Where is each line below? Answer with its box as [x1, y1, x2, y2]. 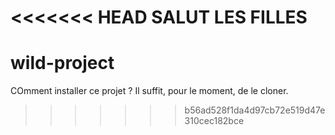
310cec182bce [184, 115, 245, 127]
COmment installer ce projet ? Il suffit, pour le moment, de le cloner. [10, 85, 289, 97]
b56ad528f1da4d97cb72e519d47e [184, 104, 326, 116]
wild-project [10, 52, 115, 75]
